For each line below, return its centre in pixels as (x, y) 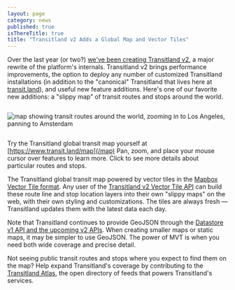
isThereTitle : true (36, 33)
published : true (31, 27)
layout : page (26, 14)
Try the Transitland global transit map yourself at (77, 143)
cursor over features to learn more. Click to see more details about (103, 159)
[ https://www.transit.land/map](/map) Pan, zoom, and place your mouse (111, 151)
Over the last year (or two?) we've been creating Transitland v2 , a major (111, 59)
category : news (29, 20)
